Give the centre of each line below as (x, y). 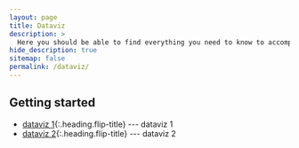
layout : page (33, 17)
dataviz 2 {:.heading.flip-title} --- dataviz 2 (99, 133)
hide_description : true (53, 51)
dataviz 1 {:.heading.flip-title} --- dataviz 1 (97, 124)
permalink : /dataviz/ (49, 67)
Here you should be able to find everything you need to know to (141, 42)
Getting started (53, 103)
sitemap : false (37, 58)
